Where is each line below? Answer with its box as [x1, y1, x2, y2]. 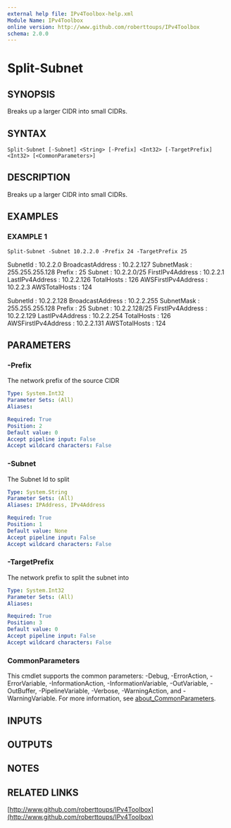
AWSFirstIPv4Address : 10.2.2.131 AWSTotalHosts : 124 [7, 319, 166, 327]
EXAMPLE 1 [7, 232, 48, 242]
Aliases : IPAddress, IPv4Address [7, 501, 106, 509]
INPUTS [7, 714, 42, 726]
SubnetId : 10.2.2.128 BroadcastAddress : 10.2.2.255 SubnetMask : [7, 296, 200, 305]
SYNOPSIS [7, 88, 56, 100]
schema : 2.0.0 [7, 30, 49, 37]
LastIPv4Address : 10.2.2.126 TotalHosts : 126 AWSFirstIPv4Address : [7, 275, 208, 284]
